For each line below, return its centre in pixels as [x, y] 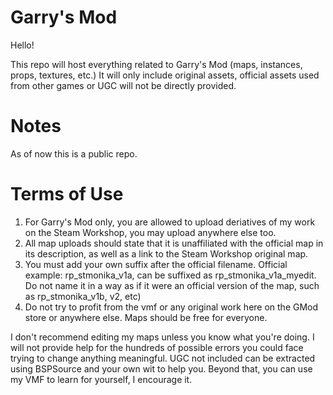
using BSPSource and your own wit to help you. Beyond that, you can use [161, 368]
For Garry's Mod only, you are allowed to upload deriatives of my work [170, 222]
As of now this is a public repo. [74, 153]
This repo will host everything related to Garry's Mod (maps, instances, [156, 64]
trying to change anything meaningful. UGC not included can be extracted [163, 358]
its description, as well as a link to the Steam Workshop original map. [166, 253]
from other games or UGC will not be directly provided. [123, 85]
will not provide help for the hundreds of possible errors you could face [157, 347]
